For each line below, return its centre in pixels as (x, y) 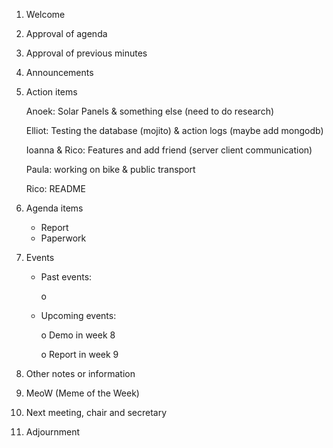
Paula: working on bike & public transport (110, 169)
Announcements (59, 72)
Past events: (66, 277)
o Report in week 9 (79, 354)
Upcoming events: (78, 315)
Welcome (45, 14)
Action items (51, 92)
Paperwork (63, 238)
